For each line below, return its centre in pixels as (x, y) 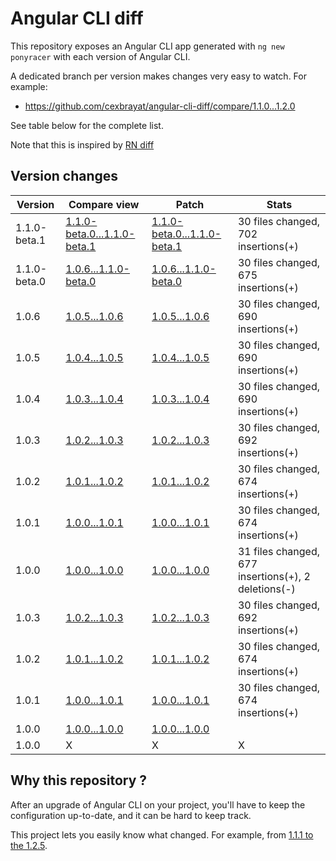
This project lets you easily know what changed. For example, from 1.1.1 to (162, 834)
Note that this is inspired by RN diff (82, 144)
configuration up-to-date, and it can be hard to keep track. (131, 815)
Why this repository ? (79, 780)
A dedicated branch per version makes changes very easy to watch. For (158, 76)
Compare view (104, 204)
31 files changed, (279, 551)
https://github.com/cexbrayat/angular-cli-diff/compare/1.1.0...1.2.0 (160, 106)
